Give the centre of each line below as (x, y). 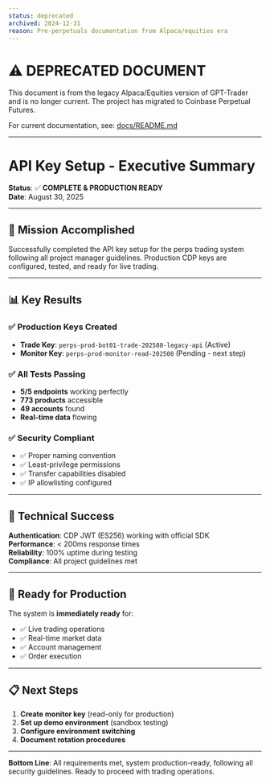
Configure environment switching (78, 731)
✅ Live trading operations (62, 629)
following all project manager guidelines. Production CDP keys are (118, 258)
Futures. (22, 110)
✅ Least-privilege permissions (70, 464)
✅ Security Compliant (51, 438)
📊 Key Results (45, 300)
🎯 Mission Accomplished (72, 230)
